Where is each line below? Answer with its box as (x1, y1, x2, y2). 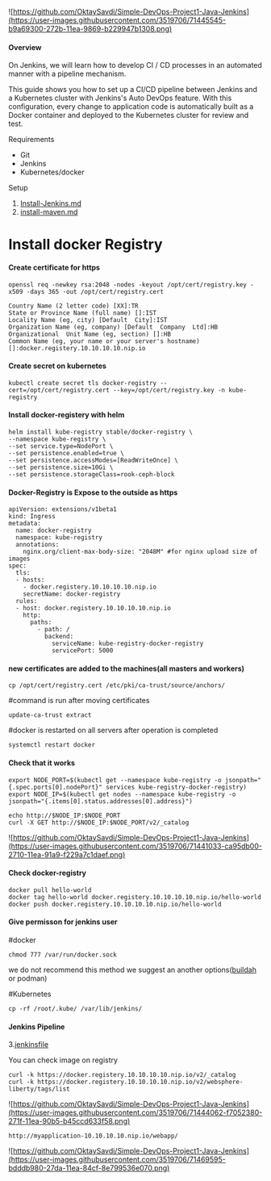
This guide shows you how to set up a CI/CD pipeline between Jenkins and (8, 85, 258, 94)
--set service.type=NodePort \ (8, 442, 114, 450)
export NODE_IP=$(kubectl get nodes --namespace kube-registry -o (8, 790, 236, 798)
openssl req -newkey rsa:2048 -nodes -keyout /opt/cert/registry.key (8, 280, 248, 289)
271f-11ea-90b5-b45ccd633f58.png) (8, 1116, 131, 1126)
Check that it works (8, 758, 75, 768)
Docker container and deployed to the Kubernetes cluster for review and (8, 111, 249, 120)
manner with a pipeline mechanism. (8, 69, 127, 79)
